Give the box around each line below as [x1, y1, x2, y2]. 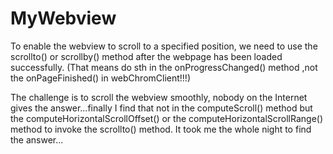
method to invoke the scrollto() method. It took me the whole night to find [10, 123, 312, 135]
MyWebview [10, 7, 117, 30]
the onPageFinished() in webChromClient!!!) [10, 72, 191, 84]
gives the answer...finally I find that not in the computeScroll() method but [10, 102, 313, 114]
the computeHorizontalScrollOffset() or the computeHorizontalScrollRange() [10, 112, 324, 124]
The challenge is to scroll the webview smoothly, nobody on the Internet [10, 91, 308, 103]
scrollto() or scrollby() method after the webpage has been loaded [10, 50, 283, 62]
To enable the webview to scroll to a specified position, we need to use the [10, 40, 318, 52]
